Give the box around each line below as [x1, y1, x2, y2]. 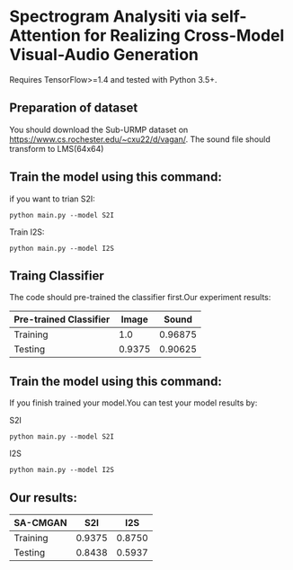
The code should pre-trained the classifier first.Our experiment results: [9, 292, 271, 303]
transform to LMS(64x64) [9, 143, 104, 154]
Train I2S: [9, 227, 45, 237]
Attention [9, 25, 81, 46]
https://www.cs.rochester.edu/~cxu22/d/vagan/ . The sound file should [9, 133, 271, 145]
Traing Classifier [9, 268, 105, 283]
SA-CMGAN [13, 517, 67, 529]
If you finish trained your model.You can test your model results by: [9, 397, 258, 408]
